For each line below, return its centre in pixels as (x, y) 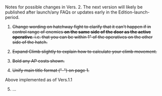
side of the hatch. (30, 42)
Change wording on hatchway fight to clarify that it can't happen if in (81, 27)
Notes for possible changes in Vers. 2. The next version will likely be (74, 7)
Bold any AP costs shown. (38, 61)
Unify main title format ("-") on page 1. (51, 70)
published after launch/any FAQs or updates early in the (61, 12)
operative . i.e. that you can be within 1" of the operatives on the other (82, 37)
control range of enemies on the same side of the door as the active (81, 32)
